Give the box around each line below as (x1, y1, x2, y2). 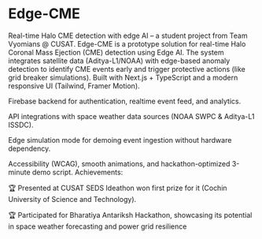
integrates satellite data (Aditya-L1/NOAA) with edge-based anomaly (8, 56, 231, 65)
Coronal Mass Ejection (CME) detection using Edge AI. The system (8, 47, 224, 57)
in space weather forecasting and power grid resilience (8, 222, 187, 231)
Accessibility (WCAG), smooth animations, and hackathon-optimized (8, 159, 231, 168)
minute (8, 167, 31, 177)
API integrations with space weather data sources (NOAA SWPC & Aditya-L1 (8, 111, 255, 121)
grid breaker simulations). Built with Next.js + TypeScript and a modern (8, 73, 238, 82)
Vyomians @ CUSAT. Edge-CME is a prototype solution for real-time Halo (8, 39, 246, 48)
